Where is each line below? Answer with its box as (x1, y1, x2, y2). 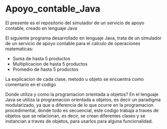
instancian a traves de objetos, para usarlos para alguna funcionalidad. (5, 118, 153, 124)
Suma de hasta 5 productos (12, 55, 71, 61)
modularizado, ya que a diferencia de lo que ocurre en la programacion (5, 102, 154, 108)
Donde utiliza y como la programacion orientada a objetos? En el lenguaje (5, 91, 159, 97)
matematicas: (5, 46, 34, 52)
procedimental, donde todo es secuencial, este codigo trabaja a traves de (5, 107, 159, 113)
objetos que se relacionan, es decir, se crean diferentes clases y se (5, 112, 146, 119)
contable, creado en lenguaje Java (5, 25, 77, 31)
